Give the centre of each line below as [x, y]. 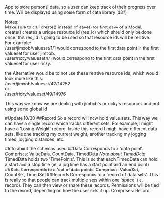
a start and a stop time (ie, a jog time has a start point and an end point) [77, 164]
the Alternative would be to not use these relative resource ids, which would [82, 73]
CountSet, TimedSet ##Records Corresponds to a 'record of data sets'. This [82, 175]
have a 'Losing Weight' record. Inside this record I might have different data [81, 129]
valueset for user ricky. [28, 64]
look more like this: [24, 78]
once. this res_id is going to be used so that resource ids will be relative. [78, 37]
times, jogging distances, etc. [35, 139]
